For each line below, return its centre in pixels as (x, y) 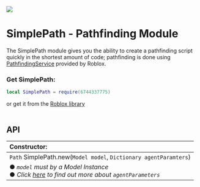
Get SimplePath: (31, 79)
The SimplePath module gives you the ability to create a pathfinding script (99, 50)
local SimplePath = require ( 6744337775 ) (59, 92)
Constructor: (28, 147)
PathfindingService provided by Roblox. (56, 64)
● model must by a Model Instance (59, 167)
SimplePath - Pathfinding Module (92, 34)
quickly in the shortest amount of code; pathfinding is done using (89, 57)
